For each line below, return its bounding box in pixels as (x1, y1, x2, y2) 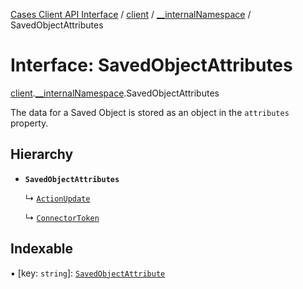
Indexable (10, 240, 74, 258)
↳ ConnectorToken (24, 211, 100, 223)
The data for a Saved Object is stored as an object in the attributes (10, 106, 290, 118)
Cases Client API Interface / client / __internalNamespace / (10, 9, 252, 20)
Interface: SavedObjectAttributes (10, 54, 293, 77)
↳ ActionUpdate (24, 192, 91, 204)
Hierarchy (10, 146, 74, 163)
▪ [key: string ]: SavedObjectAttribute (10, 267, 166, 279)
